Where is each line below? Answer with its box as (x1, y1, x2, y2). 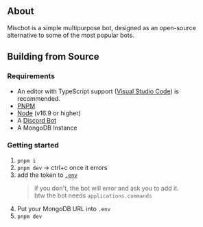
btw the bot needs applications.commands (34, 191, 152, 200)
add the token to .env (16, 171, 77, 179)
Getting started (7, 141, 60, 150)
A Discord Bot (16, 116, 57, 124)
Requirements (7, 71, 56, 81)
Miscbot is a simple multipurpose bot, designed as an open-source (7, 23, 197, 32)
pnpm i (16, 157, 36, 164)
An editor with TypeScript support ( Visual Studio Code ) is (16, 87, 180, 95)
